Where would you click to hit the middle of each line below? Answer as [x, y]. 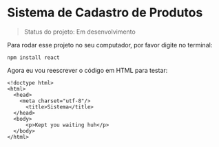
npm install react [33, 57]
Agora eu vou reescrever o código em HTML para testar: [87, 70]
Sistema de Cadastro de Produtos [105, 13]
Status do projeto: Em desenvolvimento [80, 32]
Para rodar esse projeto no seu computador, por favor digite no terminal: [110, 45]
